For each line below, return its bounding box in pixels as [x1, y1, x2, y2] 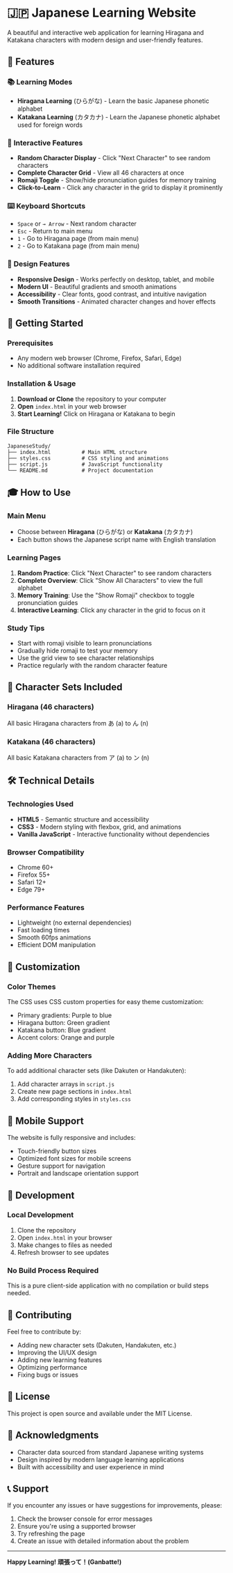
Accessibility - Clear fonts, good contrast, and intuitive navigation [17, 290, 207, 298]
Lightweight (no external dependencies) [17, 918, 132, 927]
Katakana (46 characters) [7, 737, 96, 746]
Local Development [7, 1210, 74, 1220]
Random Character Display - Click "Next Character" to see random [17, 153, 211, 162]
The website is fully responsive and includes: [7, 1134, 136, 1142]
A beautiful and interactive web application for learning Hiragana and [7, 28, 205, 36]
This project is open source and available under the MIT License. [7, 1409, 193, 1418]
